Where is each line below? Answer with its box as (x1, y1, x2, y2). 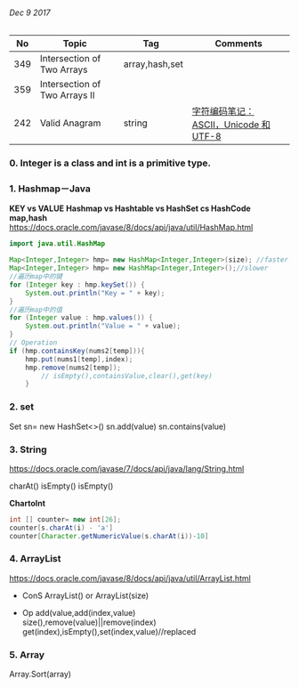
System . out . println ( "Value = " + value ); (25, 321, 181, 331)
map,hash (9, 213, 47, 223)
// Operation (9, 338, 58, 347)
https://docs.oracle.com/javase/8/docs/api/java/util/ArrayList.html (9, 572, 251, 583)
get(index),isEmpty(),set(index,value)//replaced (21, 626, 197, 636)
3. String (9, 443, 47, 456)
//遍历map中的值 (9, 305, 63, 314)
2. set (9, 401, 35, 413)
